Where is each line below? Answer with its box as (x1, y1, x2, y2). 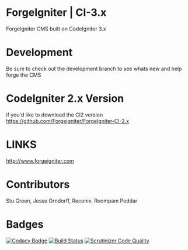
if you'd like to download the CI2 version (6, 111, 103, 118)
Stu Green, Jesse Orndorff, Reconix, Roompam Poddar (6, 197, 138, 204)
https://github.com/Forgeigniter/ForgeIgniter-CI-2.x (6, 117, 130, 124)
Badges (6, 217, 44, 231)
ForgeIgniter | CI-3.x (6, 6, 107, 19)
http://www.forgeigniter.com (6, 157, 74, 164)
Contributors (6, 177, 70, 191)
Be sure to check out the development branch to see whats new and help (6, 65, 182, 72)
